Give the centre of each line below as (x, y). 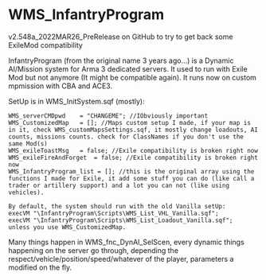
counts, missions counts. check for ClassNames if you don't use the (126, 137)
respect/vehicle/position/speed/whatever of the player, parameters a (121, 259)
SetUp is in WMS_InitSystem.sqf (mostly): (76, 101)
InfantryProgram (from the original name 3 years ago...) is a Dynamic (121, 60)
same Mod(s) (28, 144)
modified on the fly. (40, 267)
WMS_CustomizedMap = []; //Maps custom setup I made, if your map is (129, 122)
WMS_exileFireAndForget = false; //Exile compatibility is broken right (133, 157)
